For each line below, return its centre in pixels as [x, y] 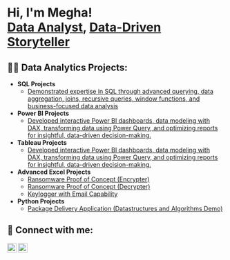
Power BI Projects [43, 113]
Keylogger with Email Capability [73, 194]
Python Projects [41, 201]
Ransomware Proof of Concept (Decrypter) [89, 187]
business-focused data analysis [73, 106]
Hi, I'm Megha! [50, 13]
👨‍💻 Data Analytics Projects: [67, 67]
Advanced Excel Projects [54, 172]
